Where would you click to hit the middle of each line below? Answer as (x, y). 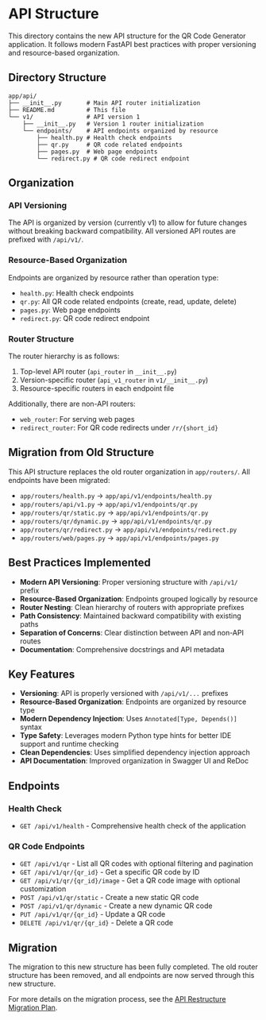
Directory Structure (58, 77)
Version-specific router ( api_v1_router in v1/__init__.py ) (114, 380)
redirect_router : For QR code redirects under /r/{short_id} (119, 428)
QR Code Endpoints (46, 847)
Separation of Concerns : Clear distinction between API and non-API (132, 632)
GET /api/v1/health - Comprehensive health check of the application (133, 826)
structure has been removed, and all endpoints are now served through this (131, 976)
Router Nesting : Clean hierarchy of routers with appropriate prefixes (132, 607)
